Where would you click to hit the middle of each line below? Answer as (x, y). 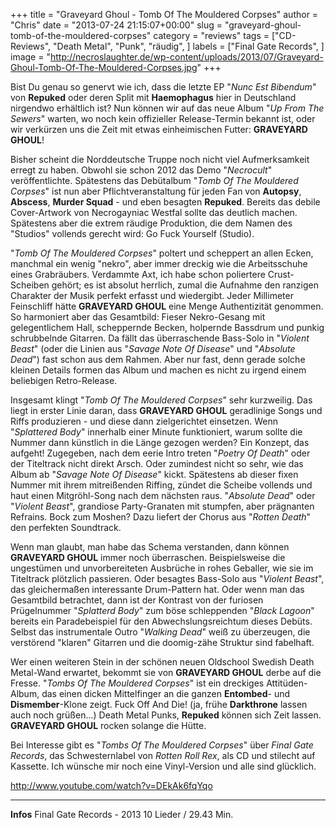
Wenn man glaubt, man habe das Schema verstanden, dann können (150, 547)
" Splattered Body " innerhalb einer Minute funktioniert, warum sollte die (156, 432)
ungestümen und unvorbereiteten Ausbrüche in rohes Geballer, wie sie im (162, 568)
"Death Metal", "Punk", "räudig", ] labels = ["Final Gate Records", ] (189, 46)
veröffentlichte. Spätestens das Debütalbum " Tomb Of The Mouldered (154, 180)
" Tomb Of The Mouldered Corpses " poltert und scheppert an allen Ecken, (162, 253)
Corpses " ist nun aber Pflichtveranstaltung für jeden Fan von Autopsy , (156, 191)
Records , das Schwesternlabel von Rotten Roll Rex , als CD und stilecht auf (163, 755)
